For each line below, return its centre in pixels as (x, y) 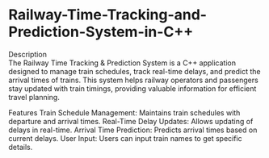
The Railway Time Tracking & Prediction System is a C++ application (122, 63)
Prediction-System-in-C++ (101, 32)
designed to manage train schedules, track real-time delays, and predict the (134, 71)
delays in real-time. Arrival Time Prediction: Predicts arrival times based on (133, 130)
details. (21, 147)
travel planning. (34, 97)
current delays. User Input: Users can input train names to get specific (125, 138)
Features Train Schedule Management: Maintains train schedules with (124, 112)
